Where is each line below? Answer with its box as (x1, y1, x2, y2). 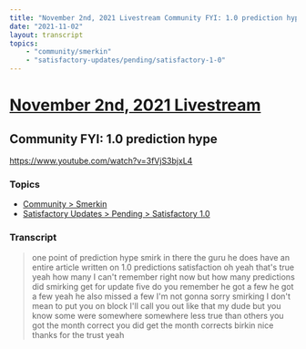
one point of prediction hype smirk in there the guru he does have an (31, 251, 290, 262)
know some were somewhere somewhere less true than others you (31, 310, 284, 321)
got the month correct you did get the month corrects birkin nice (31, 320, 274, 331)
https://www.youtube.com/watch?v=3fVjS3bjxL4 (9, 156, 193, 166)
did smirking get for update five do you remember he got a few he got (31, 281, 294, 292)
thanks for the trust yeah (31, 329, 125, 340)
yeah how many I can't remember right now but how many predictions (31, 271, 296, 282)
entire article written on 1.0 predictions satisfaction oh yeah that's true (31, 262, 294, 272)
